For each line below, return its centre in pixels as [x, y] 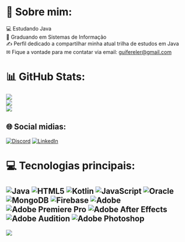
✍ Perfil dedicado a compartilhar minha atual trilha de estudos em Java [92, 43]
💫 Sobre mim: [39, 12]
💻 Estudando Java [29, 28]
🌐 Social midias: [36, 127]
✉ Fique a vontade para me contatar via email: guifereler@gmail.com [89, 52]
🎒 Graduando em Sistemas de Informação [56, 37]
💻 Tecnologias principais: [71, 166]
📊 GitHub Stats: [46, 77]
